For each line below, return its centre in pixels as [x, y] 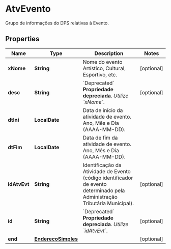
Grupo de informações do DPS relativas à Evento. [57, 23]
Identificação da [102, 165]
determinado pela [104, 190]
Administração [100, 197]
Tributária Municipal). [108, 203]
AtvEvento [28, 9]
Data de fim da [100, 137]
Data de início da [103, 110]
